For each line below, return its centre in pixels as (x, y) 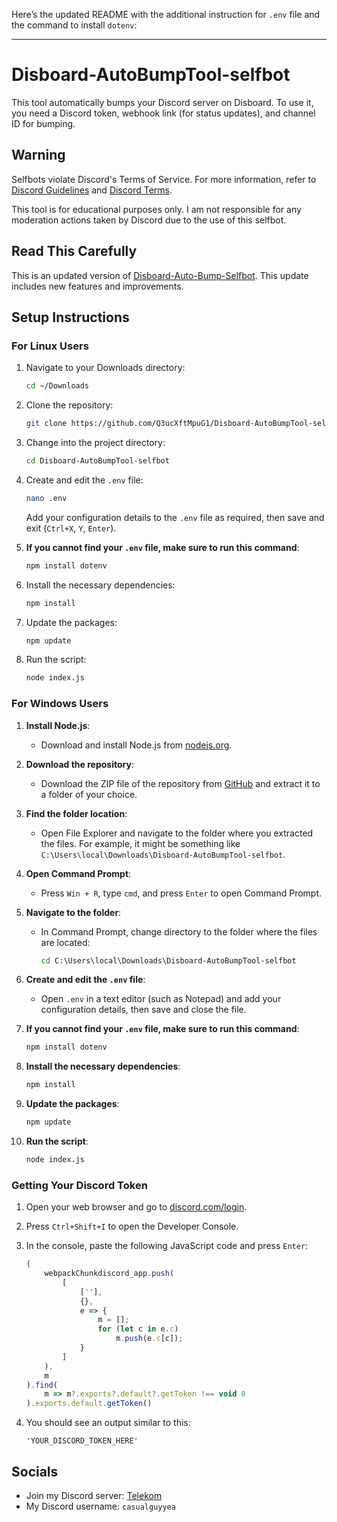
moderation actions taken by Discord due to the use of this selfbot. (149, 220)
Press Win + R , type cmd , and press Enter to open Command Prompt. (181, 893)
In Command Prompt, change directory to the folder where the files (179, 931)
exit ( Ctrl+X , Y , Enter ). (71, 528)
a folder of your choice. (89, 794)
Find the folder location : (76, 813)
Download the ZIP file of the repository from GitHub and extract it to (180, 783)
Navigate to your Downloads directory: (105, 368)
